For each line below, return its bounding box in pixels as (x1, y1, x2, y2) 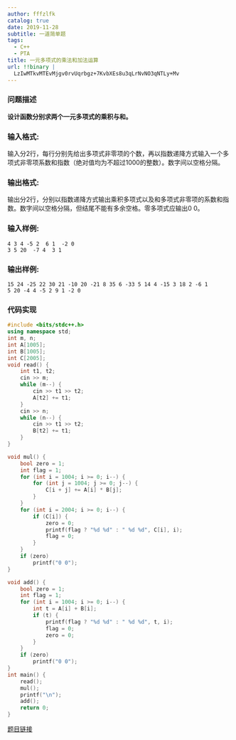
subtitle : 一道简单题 (7, 30, 66, 38)
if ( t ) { (33, 612, 59, 619)
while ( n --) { (20, 414, 62, 421)
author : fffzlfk (7, 10, 55, 18)
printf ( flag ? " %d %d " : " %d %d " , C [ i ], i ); (45, 526, 183, 534)
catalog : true (7, 17, 50, 24)
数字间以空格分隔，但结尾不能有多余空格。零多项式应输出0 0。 (19, 204, 204, 213)
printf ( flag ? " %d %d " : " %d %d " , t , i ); (45, 618, 173, 625)
